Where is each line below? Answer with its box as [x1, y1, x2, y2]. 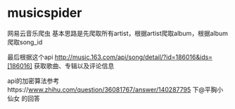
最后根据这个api [7, 53, 53, 61]
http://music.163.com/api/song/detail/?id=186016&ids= [54, 53, 213, 61]
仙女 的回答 [7, 94, 40, 103]
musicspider [7, 5, 82, 21]
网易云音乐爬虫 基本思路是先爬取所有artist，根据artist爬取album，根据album [7, 29, 229, 37]
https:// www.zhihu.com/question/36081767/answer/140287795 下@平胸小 [7, 85, 224, 94]
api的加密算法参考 [7, 76, 60, 85]
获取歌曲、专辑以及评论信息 [34, 61, 115, 70]
